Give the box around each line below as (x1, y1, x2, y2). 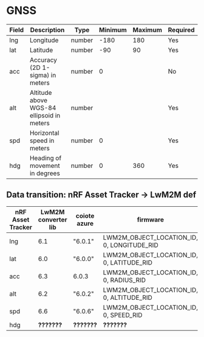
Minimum (99, 26, 127, 34)
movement (29, 161, 61, 170)
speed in (29, 136, 55, 145)
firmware (137, 215, 164, 224)
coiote (75, 211, 95, 220)
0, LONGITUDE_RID (103, 241, 159, 249)
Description (30, 26, 65, 34)
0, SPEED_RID (103, 311, 143, 319)
